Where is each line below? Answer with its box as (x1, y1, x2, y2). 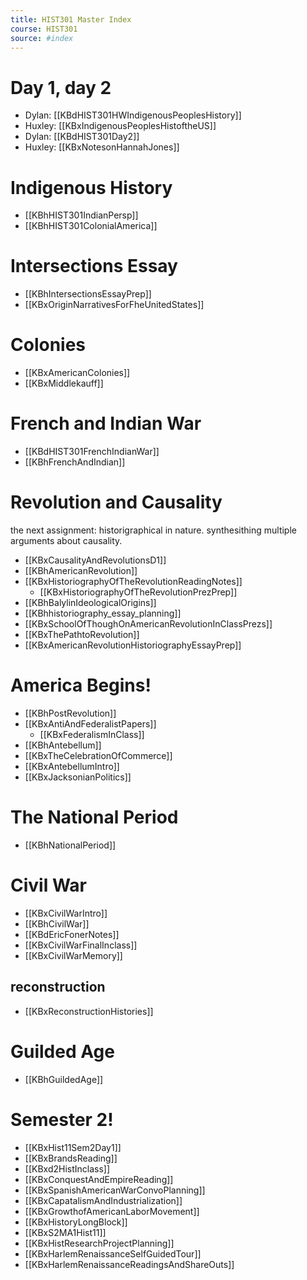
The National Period (10, 806, 179, 829)
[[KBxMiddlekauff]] (24, 377, 104, 390)
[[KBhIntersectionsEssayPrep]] (24, 288, 152, 300)
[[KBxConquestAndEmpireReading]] (24, 1173, 174, 1185)
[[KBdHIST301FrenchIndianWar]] (24, 446, 160, 458)
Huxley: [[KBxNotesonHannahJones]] (24, 141, 180, 153)
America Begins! (10, 674, 152, 697)
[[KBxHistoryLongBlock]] (24, 1216, 128, 1228)
